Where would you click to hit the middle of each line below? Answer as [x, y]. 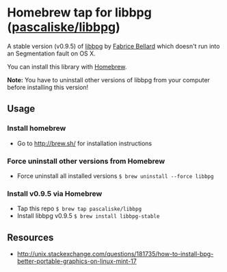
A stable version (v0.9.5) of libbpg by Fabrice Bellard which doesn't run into [113, 46]
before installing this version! [48, 87]
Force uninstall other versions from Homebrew [86, 161]
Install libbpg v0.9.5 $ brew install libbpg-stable [88, 216]
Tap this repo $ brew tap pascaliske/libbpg [79, 209]
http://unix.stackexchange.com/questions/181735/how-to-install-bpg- [115, 254]
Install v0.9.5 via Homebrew [55, 193]
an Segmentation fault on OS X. [51, 53]
